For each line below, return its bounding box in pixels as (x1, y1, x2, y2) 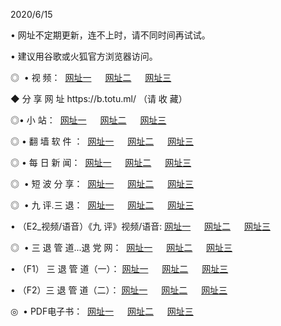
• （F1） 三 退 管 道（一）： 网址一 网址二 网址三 (10, 263, 229, 274)
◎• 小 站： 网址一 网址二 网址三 (10, 114, 167, 126)
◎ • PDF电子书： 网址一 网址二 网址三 (10, 305, 194, 317)
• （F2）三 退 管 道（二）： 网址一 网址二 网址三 (10, 284, 228, 296)
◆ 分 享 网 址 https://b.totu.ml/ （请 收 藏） (10, 93, 188, 104)
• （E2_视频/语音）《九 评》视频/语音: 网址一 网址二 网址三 (10, 220, 271, 232)
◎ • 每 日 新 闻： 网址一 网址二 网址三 (10, 157, 192, 168)
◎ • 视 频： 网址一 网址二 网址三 (10, 72, 172, 83)
